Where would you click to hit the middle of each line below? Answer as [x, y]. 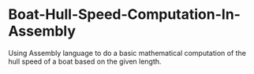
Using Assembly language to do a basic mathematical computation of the [127, 53]
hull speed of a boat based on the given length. [85, 61]
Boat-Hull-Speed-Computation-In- [124, 15]
